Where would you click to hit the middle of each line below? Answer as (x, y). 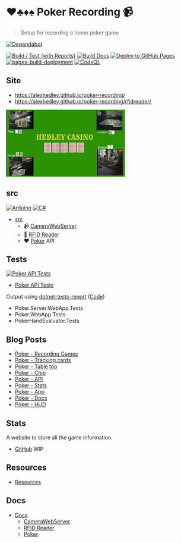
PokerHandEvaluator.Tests (47, 321)
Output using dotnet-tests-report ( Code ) (55, 297)
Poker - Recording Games (46, 354)
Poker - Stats (31, 385)
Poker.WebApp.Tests (40, 315)
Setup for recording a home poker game (70, 32)
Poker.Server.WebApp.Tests (49, 308)
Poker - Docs (31, 398)
